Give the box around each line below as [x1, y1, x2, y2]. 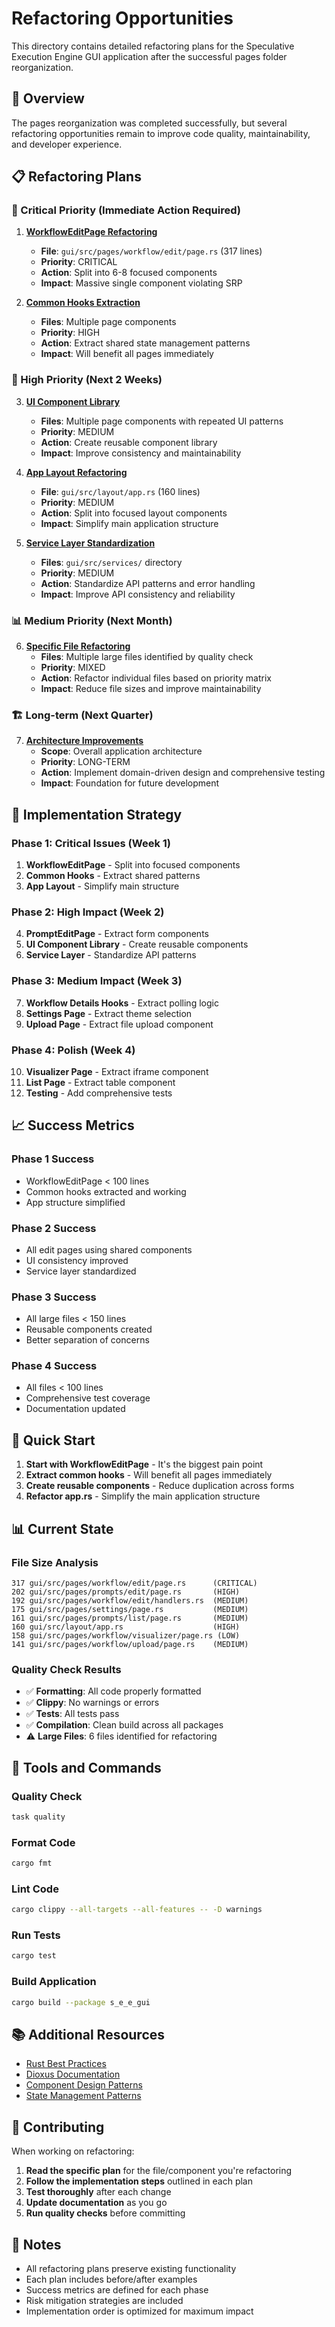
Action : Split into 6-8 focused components [40, 267, 218, 279]
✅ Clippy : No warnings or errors [25, 1697, 160, 1709]
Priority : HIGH [40, 327, 101, 339]
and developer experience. [11, 138, 123, 150]
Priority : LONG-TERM [40, 756, 131, 768]
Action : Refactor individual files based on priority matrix [40, 672, 272, 684]
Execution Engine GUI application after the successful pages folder [11, 50, 288, 62]
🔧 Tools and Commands [11, 1759, 162, 1776]
